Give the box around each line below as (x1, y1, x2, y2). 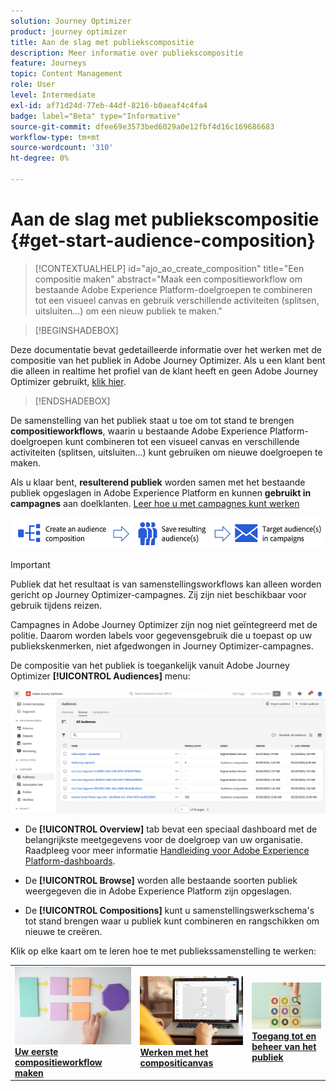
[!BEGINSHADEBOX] (34, 324, 119, 336)
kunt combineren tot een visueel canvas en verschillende (64, 435, 300, 447)
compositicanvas (139, 1057, 214, 1069)
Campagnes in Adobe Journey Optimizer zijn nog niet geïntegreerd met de (10, 618, 318, 630)
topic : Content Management (10, 69, 123, 79)
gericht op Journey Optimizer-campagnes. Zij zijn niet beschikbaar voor (10, 588, 307, 600)
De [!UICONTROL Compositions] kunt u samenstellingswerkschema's (24, 905, 315, 916)
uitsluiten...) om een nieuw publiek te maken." (34, 305, 223, 317)
